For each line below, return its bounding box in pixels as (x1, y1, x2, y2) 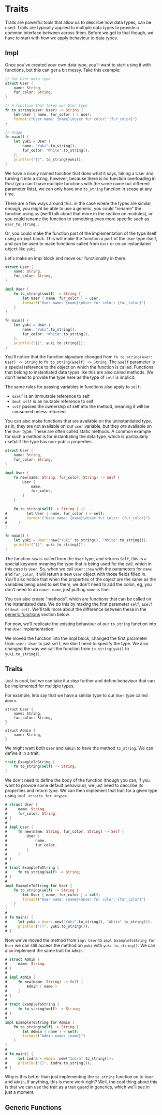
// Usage (5, 130, 23, 135)
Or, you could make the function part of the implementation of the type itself (5, 230, 157, 236)
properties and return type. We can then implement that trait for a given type (5, 788, 158, 793)
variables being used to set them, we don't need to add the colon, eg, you (5, 581, 152, 587)
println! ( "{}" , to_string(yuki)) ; (14, 157, 83, 162)
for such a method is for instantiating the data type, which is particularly (5, 434, 148, 439)
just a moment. (5, 1089, 35, 1095)
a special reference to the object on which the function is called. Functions (5, 364, 154, 370)
